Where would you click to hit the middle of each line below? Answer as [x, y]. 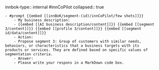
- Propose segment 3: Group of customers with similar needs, [78, 41]
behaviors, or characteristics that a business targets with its [72, 46]
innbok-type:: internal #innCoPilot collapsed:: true [55, 7]
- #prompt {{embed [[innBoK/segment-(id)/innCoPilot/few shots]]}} [74, 16]
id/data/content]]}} [26, 33]
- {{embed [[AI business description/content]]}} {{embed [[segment [84, 24]
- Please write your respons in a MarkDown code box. [69, 63]
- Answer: [24, 58]
